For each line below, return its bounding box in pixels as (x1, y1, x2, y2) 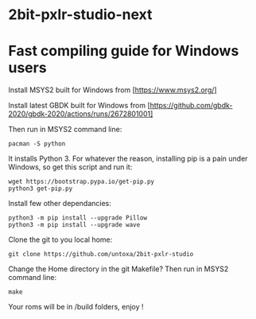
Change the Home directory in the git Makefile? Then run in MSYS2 (8, 264, 229, 274)
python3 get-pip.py (8, 185, 73, 193)
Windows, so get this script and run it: (8, 162, 133, 172)
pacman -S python (8, 140, 66, 148)
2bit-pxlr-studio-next (8, 6, 153, 24)
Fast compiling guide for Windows (8, 42, 239, 60)
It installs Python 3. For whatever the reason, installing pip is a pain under (8, 154, 248, 164)
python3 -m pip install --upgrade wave (8, 221, 141, 229)
